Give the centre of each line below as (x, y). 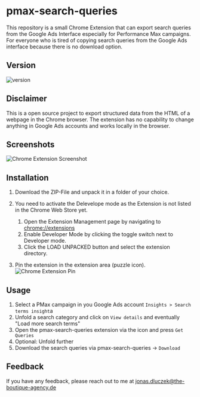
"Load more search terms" (47, 323)
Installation (27, 178)
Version (21, 65)
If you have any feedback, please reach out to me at (70, 381)
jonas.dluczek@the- (160, 381)
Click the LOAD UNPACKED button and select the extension (97, 247)
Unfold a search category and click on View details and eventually (97, 317)
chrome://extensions (49, 228)
